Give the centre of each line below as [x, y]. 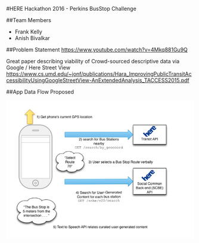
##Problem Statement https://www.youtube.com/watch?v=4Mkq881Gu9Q [97, 50]
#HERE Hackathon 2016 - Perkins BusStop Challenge [71, 9]
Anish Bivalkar [32, 38]
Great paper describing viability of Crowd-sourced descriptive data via [93, 61]
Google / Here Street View [38, 67]
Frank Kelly [29, 32]
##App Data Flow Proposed [40, 92]
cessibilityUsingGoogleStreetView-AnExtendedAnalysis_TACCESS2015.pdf [98, 80]
